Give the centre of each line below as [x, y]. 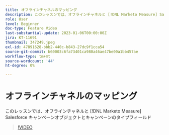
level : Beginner [22, 24]
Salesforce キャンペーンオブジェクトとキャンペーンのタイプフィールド [78, 117]
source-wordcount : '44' [30, 61]
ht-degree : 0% [20, 65]
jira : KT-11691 [21, 38]
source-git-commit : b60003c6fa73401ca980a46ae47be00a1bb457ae [72, 51]
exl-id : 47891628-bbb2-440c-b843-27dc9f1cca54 [55, 47]
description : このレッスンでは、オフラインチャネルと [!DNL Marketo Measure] [81, 14]
